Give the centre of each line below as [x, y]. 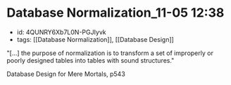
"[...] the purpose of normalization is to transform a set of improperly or [110, 53]
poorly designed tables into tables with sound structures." [90, 60]
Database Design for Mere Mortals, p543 [66, 74]
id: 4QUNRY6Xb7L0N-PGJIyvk [61, 32]
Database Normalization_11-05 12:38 [115, 13]
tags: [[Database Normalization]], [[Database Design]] [95, 39]
